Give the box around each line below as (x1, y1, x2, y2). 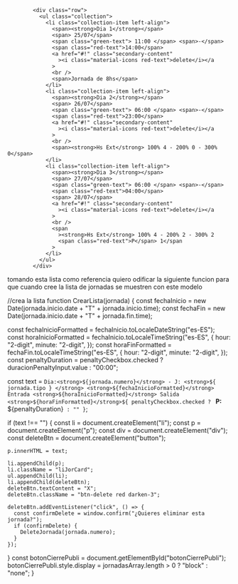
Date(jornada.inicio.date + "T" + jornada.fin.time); (7, 312, 153, 320)
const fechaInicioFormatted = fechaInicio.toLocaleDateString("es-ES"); (7, 325, 215, 334)
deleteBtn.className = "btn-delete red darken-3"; (7, 491, 161, 498)
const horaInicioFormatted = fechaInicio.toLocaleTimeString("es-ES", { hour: (7, 333, 231, 342)
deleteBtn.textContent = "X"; (7, 485, 97, 492)
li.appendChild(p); (7, 460, 65, 467)
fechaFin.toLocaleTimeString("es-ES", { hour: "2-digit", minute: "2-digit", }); (7, 348, 228, 357)
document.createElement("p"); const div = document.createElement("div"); (7, 426, 228, 434)
